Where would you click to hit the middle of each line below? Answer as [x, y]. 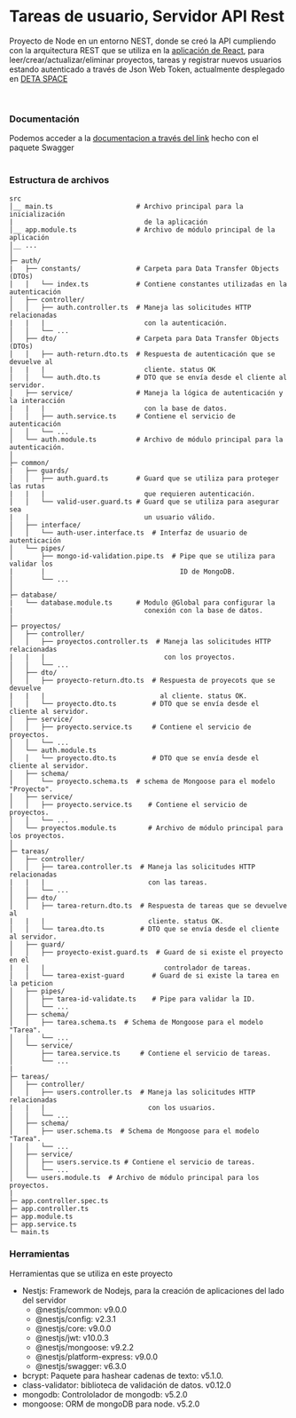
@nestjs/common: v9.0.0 [81, 1309]
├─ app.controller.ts [49, 1208]
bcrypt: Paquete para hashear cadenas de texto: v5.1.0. [123, 1375]
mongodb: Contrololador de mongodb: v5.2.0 [105, 1394]
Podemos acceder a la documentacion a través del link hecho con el [134, 139]
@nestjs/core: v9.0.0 [73, 1328]
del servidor [44, 1300]
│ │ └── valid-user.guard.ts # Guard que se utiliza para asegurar [144, 502]
